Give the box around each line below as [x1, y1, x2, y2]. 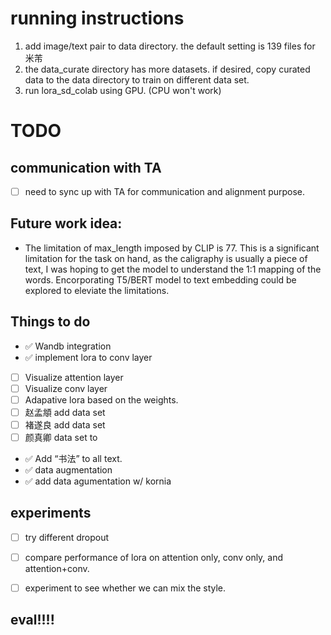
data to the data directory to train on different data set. [24, 73, 250, 86]
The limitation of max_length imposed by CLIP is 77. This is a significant [24, 242, 320, 254]
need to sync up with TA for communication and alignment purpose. [24, 185, 306, 197]
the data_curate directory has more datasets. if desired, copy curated [24, 63, 311, 75]
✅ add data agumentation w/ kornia [24, 475, 172, 487]
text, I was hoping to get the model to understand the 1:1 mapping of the [24, 263, 322, 275]
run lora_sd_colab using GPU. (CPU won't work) [24, 84, 222, 96]
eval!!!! [10, 612, 55, 629]
